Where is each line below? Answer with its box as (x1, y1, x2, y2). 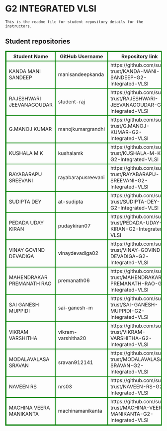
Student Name (13, 53, 48, 60)
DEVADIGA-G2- (110, 253, 149, 260)
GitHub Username (60, 53, 103, 60)
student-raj (58, 98, 85, 105)
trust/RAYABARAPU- (110, 171, 160, 178)
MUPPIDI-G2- (110, 307, 145, 314)
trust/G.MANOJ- (110, 122, 150, 129)
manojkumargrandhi (58, 125, 105, 132)
